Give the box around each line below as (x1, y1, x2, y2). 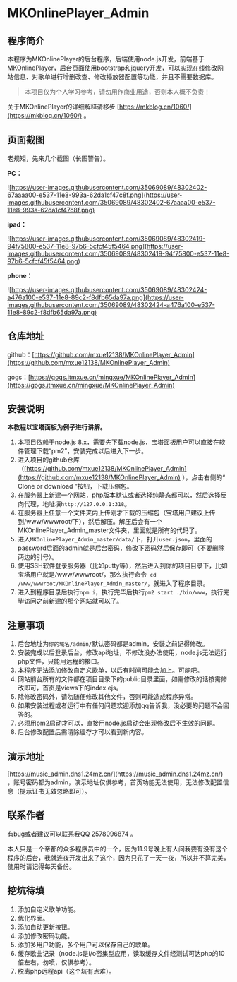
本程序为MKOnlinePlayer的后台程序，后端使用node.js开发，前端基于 (7, 55, 205, 63)
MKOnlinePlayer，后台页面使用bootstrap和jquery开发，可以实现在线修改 (7, 64, 218, 72)
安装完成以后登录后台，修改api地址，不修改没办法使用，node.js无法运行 (17, 648, 227, 657)
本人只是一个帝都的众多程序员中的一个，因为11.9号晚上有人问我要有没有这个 (7, 844, 229, 853)
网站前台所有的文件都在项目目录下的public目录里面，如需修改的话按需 (17, 675, 221, 683)
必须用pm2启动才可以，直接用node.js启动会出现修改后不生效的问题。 (17, 719, 219, 728)
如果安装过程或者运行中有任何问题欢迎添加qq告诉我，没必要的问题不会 (17, 701, 224, 710)
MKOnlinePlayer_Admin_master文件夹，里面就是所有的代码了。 (17, 526, 202, 534)
